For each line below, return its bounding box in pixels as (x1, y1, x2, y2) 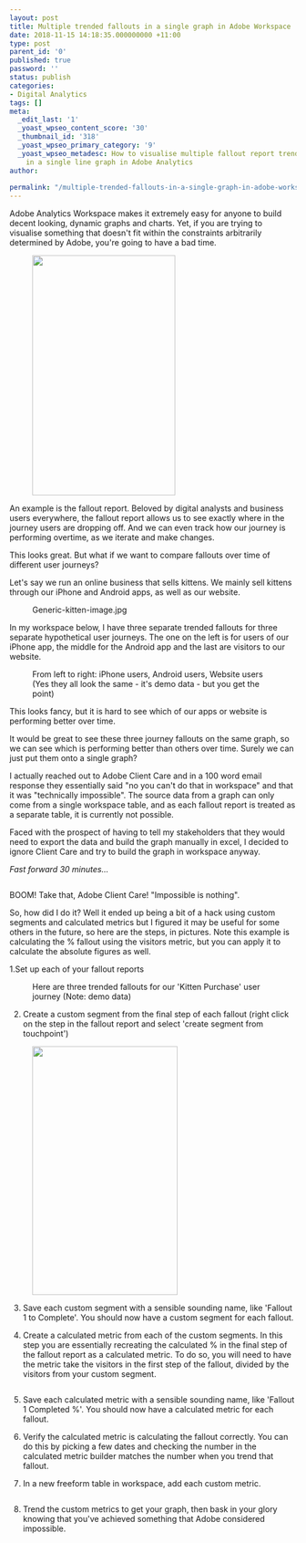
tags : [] (9, 98, 43, 108)
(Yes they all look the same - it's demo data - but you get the (32, 679, 260, 690)
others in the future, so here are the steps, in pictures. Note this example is (9, 927, 290, 938)
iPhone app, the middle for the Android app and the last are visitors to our (9, 641, 285, 652)
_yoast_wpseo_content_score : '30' (17, 124, 148, 133)
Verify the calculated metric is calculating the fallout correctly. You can (22, 1432, 289, 1443)
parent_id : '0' (9, 47, 67, 57)
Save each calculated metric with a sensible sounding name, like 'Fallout (22, 1394, 295, 1405)
